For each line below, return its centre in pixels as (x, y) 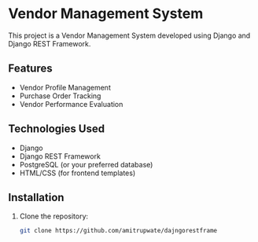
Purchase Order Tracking (60, 96)
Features (30, 69)
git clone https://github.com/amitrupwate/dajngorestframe (118, 231)
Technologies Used (56, 129)
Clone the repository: (54, 216)
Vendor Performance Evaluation (71, 104)
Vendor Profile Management (65, 87)
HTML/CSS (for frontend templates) (77, 173)
